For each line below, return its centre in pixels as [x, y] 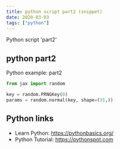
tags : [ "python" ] [28, 23]
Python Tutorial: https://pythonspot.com [64, 139]
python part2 [31, 58]
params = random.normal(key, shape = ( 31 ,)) [60, 100]
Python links [30, 119]
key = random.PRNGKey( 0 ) [37, 95]
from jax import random [36, 84]
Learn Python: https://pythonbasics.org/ [64, 133]
